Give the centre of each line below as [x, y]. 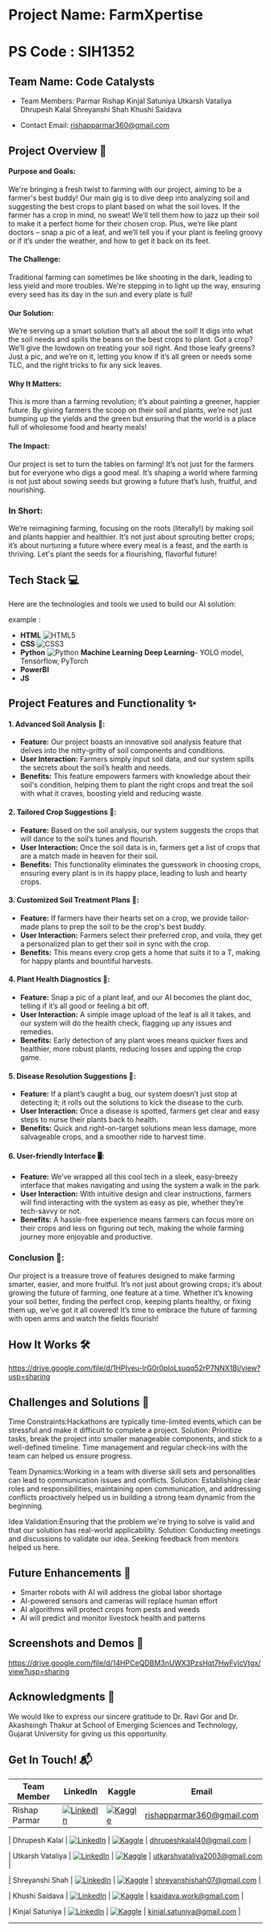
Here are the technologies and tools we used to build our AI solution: [122, 604]
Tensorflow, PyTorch [54, 661]
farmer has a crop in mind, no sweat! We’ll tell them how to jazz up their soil [134, 215]
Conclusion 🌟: [36, 1258]
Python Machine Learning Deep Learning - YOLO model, [132, 652]
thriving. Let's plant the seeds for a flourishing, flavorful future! [113, 554]
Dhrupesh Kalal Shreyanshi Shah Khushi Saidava [101, 110]
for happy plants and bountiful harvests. [86, 961]
